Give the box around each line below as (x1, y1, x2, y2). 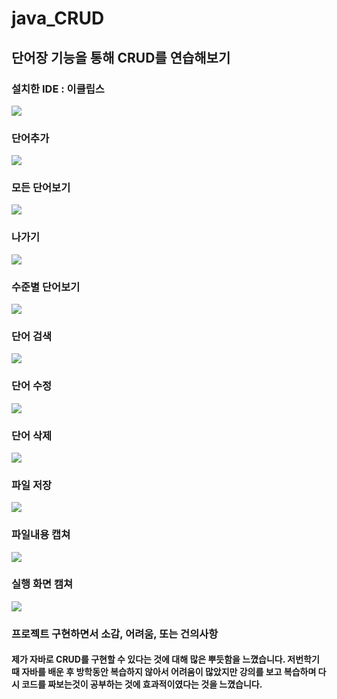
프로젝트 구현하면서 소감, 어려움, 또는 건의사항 (11, 627, 219, 641)
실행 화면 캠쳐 (11, 577, 74, 591)
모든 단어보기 (11, 181, 71, 195)
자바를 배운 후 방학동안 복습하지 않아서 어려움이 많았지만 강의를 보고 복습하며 (21, 666, 317, 678)
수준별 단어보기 (11, 280, 81, 294)
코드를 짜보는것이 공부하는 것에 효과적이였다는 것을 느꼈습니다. (21, 678, 263, 691)
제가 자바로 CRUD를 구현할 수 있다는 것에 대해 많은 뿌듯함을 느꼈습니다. (11, 653, 286, 666)
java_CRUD (11, 7, 105, 30)
